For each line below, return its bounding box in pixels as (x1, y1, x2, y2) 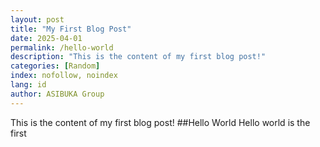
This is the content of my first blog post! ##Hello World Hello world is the (10, 116, 311, 128)
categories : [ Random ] (10, 61, 101, 71)
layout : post (10, 14, 65, 25)
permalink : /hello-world (10, 42, 114, 53)
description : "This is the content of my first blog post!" (10, 52, 267, 62)
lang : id (10, 80, 47, 90)
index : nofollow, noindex (10, 71, 118, 81)
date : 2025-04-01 (10, 33, 83, 43)
